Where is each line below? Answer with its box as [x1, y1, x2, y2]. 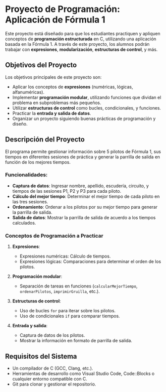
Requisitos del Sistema [5, 352, 77, 361]
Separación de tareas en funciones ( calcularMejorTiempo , [19, 283, 138, 289]
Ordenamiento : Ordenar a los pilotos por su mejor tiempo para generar [12, 204, 158, 210]
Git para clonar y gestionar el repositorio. [12, 381, 97, 387]
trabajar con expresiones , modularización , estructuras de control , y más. [5, 46, 158, 52]
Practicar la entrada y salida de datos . [12, 110, 91, 116]
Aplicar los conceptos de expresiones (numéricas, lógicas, [12, 84, 133, 90]
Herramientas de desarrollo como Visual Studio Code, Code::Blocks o [12, 370, 155, 377]
